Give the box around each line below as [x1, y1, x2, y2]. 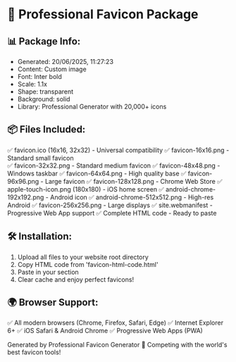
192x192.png [7, 193, 44, 201]
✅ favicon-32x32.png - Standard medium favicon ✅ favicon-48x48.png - [7, 161, 221, 170]
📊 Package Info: [7, 35, 81, 47]
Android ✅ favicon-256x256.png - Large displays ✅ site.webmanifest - [7, 201, 213, 209]
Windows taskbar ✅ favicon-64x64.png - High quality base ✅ [7, 169, 187, 177]
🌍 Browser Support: [7, 297, 99, 308]
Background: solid [17, 95, 70, 103]
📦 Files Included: [7, 123, 86, 136]
